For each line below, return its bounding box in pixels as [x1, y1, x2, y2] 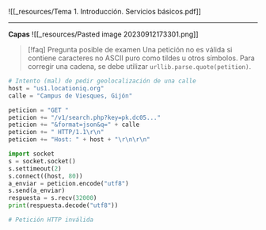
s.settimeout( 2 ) [8, 164, 62, 173]
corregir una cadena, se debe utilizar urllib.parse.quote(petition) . [27, 62, 252, 71]
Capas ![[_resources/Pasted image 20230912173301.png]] [8, 29, 199, 39]
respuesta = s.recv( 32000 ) [8, 194, 97, 202]
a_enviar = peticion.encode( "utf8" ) [8, 179, 129, 187]
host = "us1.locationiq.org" [8, 84, 104, 92]
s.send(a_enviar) [8, 186, 66, 195]
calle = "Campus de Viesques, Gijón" [8, 91, 133, 100]
